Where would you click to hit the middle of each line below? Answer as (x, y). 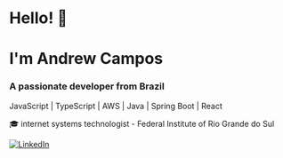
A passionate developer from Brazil (87, 86)
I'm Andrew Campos (86, 59)
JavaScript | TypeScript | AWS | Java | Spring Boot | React (116, 106)
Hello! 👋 (39, 18)
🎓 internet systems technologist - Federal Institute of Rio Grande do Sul (142, 123)
